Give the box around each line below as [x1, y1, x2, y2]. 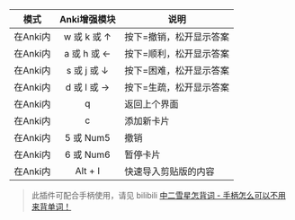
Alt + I [75, 165, 101, 177]
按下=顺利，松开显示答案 [124, 48, 230, 59]
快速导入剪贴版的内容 [124, 165, 215, 178]
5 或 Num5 [64, 132, 111, 144]
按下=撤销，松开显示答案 [124, 31, 230, 43]
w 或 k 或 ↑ [63, 31, 112, 43]
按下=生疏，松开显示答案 [124, 81, 230, 93]
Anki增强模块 [59, 13, 116, 25]
